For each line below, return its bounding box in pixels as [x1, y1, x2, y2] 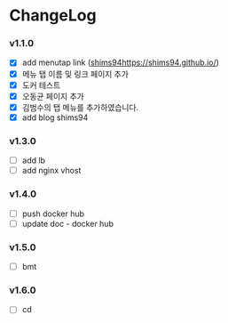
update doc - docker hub [21, 218, 114, 229]
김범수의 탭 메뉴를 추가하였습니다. [21, 101, 139, 112]
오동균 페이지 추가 [21, 91, 84, 101]
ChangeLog [9, 5, 97, 26]
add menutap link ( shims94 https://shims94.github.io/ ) [21, 57, 220, 68]
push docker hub [21, 208, 85, 219]
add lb [21, 155, 46, 166]
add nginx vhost [21, 166, 82, 176]
